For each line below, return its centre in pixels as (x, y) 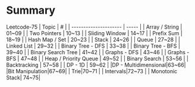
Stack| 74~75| (23, 77)
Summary (31, 10)
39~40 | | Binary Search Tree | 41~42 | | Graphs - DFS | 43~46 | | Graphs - (98, 52)
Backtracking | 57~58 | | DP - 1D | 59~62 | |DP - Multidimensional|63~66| (96, 65)
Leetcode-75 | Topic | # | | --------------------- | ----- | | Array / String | (94, 27)
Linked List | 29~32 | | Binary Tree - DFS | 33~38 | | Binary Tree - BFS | (93, 46)
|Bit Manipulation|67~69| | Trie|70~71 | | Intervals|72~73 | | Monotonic (92, 71)
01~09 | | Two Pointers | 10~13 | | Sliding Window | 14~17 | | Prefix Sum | (94, 33)
